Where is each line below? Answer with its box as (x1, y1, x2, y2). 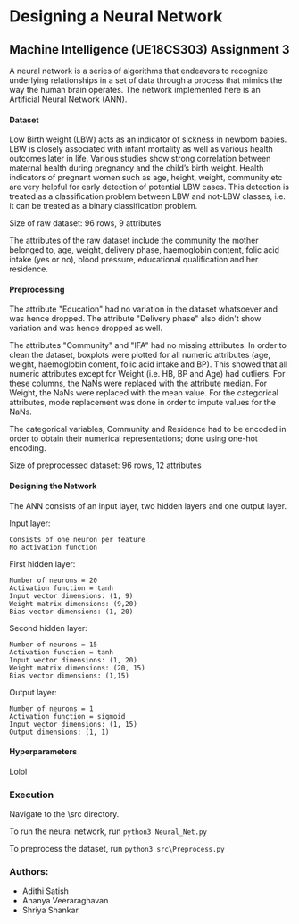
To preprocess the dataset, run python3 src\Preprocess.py (9, 844, 225, 854)
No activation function (9, 543, 98, 552)
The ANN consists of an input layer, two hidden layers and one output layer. (9, 500, 287, 511)
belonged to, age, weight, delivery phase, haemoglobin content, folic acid (9, 245, 279, 255)
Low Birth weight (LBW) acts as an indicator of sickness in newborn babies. (9, 134, 287, 145)
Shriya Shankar (21, 904, 79, 916)
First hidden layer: (9, 558, 76, 569)
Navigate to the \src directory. (9, 809, 120, 820)
